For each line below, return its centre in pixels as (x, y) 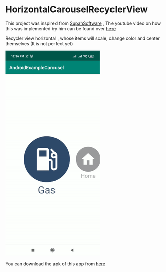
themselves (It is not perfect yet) (39, 43)
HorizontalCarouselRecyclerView (76, 9)
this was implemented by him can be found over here (61, 28)
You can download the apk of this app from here (56, 264)
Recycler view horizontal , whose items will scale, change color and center (83, 38)
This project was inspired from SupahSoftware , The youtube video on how (83, 23)
